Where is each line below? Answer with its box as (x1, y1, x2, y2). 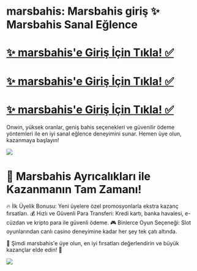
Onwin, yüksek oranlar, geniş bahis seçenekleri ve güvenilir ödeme (6, 123, 175, 131)
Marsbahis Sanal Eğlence (6, 18, 138, 32)
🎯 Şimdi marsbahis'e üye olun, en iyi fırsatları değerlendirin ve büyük (6, 240, 179, 247)
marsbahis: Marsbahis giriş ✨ (6, 4, 160, 18)
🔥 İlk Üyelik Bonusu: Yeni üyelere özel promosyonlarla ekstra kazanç (6, 202, 179, 210)
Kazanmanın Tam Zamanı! (6, 182, 142, 196)
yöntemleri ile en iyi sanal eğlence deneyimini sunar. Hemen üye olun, (6, 130, 182, 137)
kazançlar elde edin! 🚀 (6, 246, 62, 254)
